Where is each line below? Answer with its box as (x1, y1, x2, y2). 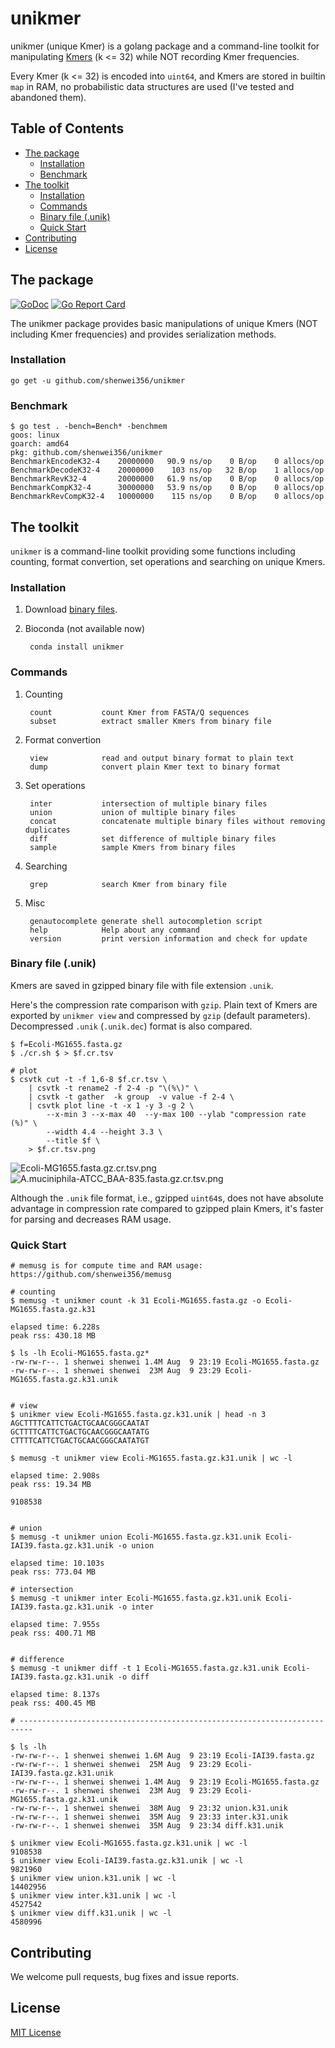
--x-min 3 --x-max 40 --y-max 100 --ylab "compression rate (46, 1109, 307, 1119)
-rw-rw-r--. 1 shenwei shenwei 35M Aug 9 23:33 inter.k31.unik (10, 1812, 288, 1822)
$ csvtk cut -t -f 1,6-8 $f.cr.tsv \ (10, 1074, 168, 1084)
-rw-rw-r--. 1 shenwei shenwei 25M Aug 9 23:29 (10, 1760, 222, 1770)
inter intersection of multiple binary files (29, 798, 268, 809)
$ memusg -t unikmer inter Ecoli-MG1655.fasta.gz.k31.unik (10, 1593, 262, 1604)
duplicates (24, 825, 71, 835)
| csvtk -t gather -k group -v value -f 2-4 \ (28, 1092, 235, 1102)
